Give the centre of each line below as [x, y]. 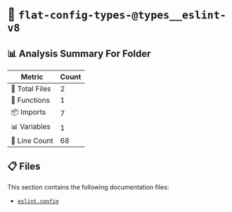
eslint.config [38, 201]
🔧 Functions [31, 100]
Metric [32, 77]
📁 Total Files [31, 89]
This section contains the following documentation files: [88, 187]
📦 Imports [28, 112]
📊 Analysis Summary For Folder [79, 53]
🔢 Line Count [32, 141]
